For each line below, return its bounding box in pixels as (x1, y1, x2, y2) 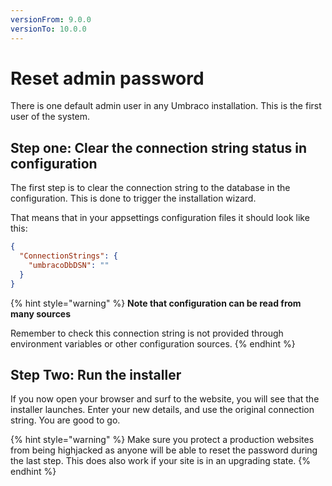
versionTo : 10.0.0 (10, 24, 87, 34)
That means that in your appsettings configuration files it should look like (10, 212, 310, 224)
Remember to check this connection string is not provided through (10, 327, 284, 339)
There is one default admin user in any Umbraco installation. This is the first (10, 100, 322, 112)
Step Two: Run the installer (10, 367, 182, 384)
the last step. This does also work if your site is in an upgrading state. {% (10, 455, 312, 467)
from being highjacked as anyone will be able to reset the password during (10, 444, 318, 456)
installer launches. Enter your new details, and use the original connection (10, 404, 315, 416)
